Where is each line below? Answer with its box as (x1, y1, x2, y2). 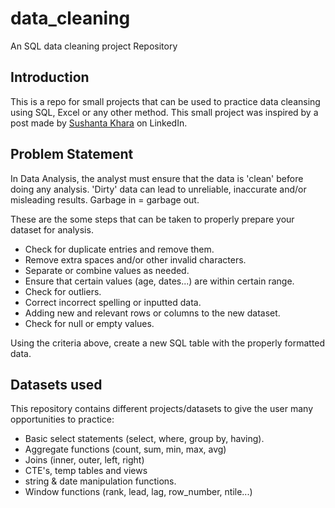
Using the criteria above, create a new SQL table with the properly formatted (10, 337, 326, 349)
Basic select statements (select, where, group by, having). (24, 433, 265, 445)
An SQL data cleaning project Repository (10, 40, 178, 52)
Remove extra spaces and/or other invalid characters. (24, 253, 247, 266)
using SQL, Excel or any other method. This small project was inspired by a (10, 106, 319, 118)
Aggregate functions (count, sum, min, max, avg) (24, 443, 227, 456)
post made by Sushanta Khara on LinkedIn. (10, 117, 188, 129)
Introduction (10, 69, 90, 86)
